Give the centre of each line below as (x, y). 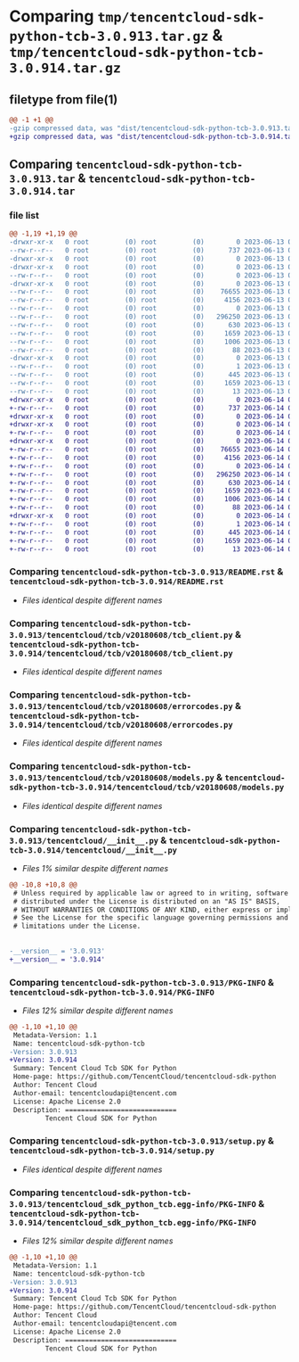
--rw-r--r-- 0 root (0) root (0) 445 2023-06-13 (147, 375)
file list (24, 215)
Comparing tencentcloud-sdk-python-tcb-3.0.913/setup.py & (141, 1141)
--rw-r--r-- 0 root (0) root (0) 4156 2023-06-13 (147, 301)
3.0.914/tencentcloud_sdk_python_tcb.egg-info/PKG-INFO (133, 1222)
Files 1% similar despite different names (95, 868)
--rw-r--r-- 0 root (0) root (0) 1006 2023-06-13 (147, 342)
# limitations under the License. (77, 926)
